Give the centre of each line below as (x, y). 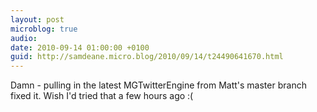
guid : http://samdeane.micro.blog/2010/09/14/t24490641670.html (147, 57)
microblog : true (44, 29)
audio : (24, 38)
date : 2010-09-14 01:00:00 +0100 (80, 47)
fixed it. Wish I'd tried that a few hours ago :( (102, 96)
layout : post (37, 19)
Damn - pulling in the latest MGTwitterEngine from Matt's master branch (158, 85)
